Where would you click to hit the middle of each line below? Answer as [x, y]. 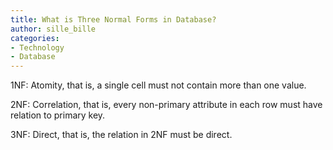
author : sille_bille [53, 29]
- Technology [37, 47]
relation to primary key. [58, 115]
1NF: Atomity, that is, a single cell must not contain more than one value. [158, 85]
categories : [35, 38]
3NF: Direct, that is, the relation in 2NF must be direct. [121, 135]
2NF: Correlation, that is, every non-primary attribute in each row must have [166, 105]
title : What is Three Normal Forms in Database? [113, 19]
